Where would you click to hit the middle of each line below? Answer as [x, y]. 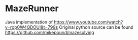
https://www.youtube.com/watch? [88, 22]
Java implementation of [29, 22]
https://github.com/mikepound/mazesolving [50, 32]
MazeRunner [32, 9]
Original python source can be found [96, 27]
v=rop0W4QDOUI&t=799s [32, 27]
